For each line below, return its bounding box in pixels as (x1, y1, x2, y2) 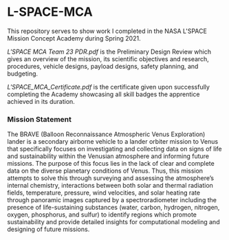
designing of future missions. (7, 225, 90, 234)
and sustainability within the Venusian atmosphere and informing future (7, 152, 210, 160)
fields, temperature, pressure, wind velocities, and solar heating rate (7, 188, 201, 197)
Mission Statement (7, 114, 72, 124)
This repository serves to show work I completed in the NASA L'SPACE (7, 27, 208, 35)
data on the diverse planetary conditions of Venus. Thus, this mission (7, 166, 204, 175)
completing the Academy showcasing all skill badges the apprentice (7, 90, 200, 98)
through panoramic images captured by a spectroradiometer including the (7, 196, 217, 204)
